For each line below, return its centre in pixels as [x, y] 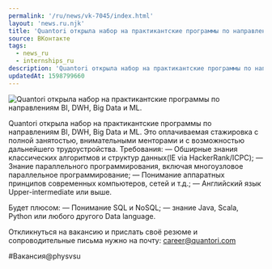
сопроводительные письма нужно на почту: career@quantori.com [122, 240]
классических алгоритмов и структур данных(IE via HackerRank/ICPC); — [136, 158]
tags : [17, 46]
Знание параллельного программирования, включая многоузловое [126, 166]
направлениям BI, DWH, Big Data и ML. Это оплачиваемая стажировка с [134, 132]
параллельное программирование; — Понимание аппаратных [117, 174]
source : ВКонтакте [39, 38]
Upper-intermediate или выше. [60, 191]
